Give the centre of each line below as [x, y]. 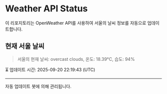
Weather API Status [46, 9]
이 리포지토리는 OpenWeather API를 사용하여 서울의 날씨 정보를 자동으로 [76, 23]
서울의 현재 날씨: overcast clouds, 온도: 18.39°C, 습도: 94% [76, 59]
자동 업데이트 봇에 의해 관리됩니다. [38, 86]
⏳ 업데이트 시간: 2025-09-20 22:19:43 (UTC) [50, 69]
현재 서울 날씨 [25, 46]
